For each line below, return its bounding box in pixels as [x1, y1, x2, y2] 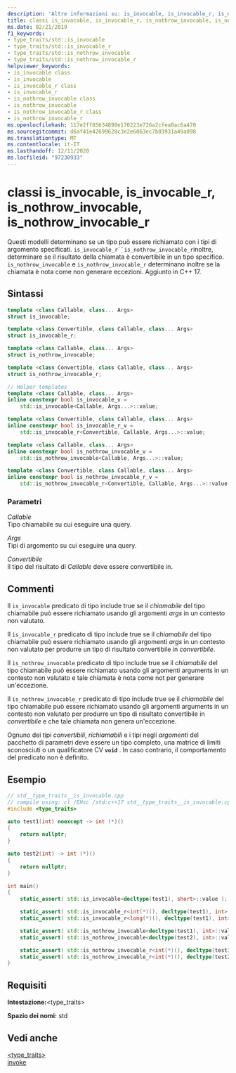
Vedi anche [7, 1032, 58, 1044]
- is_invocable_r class [7, 82, 77, 89]
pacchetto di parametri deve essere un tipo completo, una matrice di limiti [7, 738, 221, 747]
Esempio [7, 773, 46, 785]
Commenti [7, 583, 54, 595]
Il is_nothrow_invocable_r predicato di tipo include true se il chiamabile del [7, 695, 224, 703]
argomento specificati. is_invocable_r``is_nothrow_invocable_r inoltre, [7, 245, 214, 253]
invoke [7, 1058, 27, 1066]
